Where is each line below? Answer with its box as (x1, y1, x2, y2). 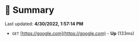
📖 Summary (5, 4, 54, 16)
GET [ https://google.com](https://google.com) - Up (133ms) (12, 30, 134, 36)
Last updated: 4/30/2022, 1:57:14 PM (5, 21, 84, 27)
